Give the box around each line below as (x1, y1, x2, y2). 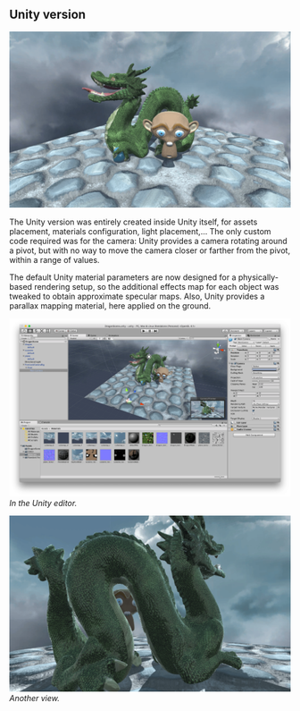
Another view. (9, 693, 61, 704)
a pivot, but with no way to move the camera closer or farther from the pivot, (9, 245, 291, 256)
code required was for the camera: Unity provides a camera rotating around (9, 235, 287, 246)
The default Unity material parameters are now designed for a (9, 272, 237, 283)
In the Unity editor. (9, 498, 78, 509)
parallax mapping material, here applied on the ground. (9, 300, 212, 311)
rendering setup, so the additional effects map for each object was (34, 281, 279, 292)
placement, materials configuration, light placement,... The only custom (9, 225, 271, 236)
